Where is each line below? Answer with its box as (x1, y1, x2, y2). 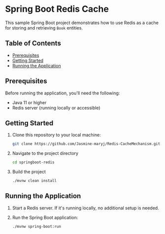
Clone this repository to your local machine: (12, 132, 101, 138)
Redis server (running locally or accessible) (12, 105, 100, 111)
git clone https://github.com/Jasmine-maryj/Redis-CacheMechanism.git (12, 142, 161, 146)
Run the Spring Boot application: (12, 214, 78, 220)
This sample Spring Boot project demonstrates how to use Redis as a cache (5, 20, 159, 26)
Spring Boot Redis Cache (5, 3, 109, 15)
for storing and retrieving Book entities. (5, 25, 83, 30)
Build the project (12, 169, 46, 175)
